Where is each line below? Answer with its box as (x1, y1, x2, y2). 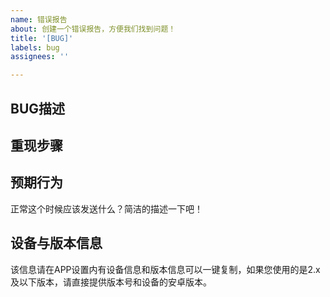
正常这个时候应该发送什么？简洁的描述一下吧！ (10, 202, 203, 215)
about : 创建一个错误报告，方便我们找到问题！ (10, 24, 177, 34)
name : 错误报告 (10, 14, 68, 25)
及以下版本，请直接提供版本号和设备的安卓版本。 (10, 276, 212, 288)
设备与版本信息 (10, 235, 103, 252)
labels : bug (10, 42, 60, 53)
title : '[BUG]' (10, 33, 74, 43)
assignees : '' (10, 52, 70, 62)
